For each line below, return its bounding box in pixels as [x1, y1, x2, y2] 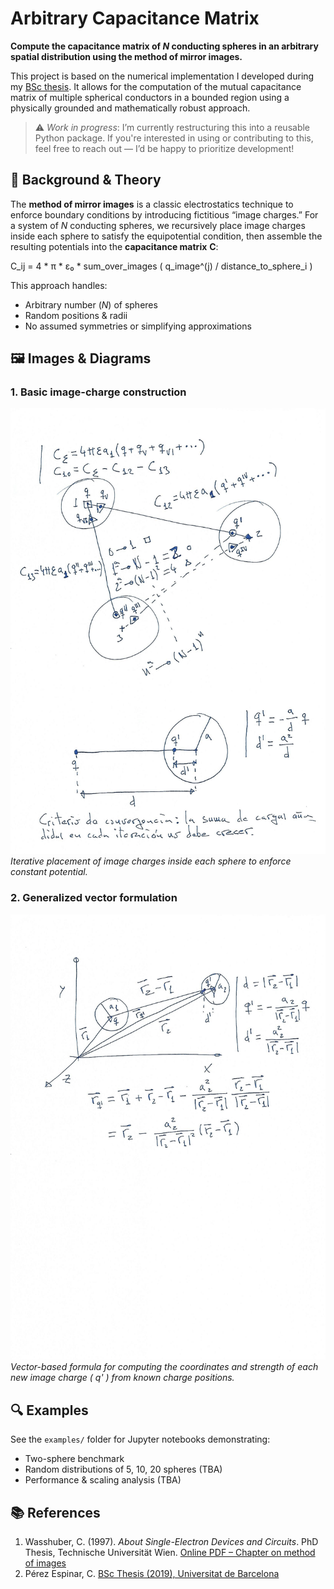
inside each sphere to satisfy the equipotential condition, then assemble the [10, 230, 323, 242]
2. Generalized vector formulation [10, 891, 178, 905]
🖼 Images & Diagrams [10, 350, 152, 367]
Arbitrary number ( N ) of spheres [24, 298, 158, 311]
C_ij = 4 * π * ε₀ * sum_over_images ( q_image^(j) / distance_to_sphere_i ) [10, 260, 313, 272]
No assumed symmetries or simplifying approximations [24, 320, 252, 332]
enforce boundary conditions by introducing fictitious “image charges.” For [10, 208, 319, 221]
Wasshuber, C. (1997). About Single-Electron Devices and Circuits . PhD [24, 1536, 319, 1548]
